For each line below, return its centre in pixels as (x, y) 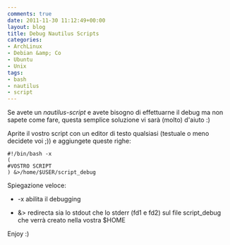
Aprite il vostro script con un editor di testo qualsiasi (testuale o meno (108, 134)
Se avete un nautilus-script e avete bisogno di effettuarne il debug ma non (115, 113)
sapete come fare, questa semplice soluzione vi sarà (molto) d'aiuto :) (109, 120)
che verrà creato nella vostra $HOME (71, 220)
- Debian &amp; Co (34, 54)
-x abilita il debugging (49, 199)
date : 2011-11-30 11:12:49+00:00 (56, 20)
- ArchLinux (25, 46)
